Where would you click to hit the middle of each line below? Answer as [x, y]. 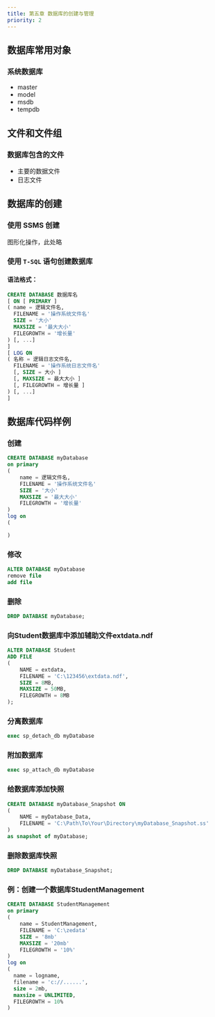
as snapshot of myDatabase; [48, 837]
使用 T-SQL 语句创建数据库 [50, 262]
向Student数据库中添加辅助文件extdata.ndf [80, 636]
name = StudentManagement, [59, 924]
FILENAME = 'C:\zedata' [54, 930]
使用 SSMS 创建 [34, 226]
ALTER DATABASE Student [42, 651]
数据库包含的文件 [36, 155]
